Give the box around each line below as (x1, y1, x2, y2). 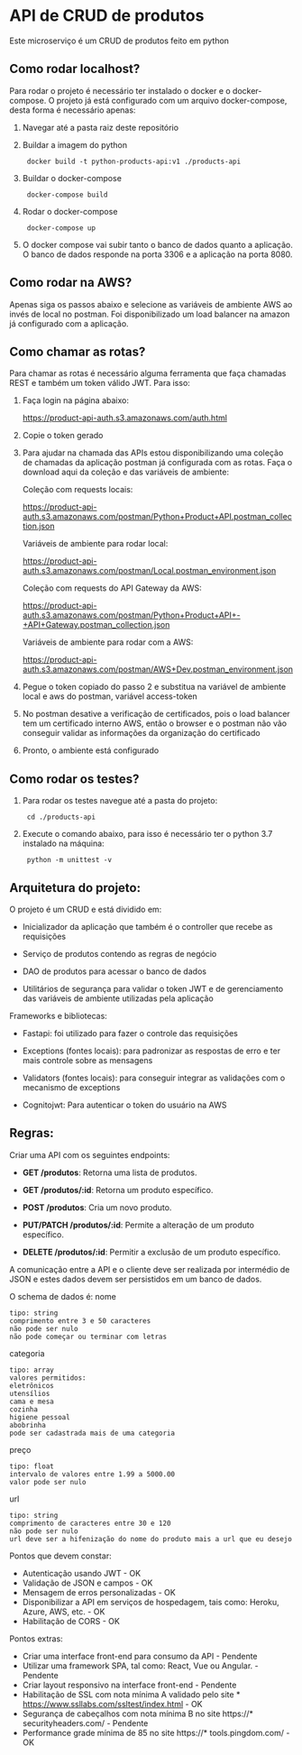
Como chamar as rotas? (9, 344, 146, 359)
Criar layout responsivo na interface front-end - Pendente (22, 1679, 237, 1690)
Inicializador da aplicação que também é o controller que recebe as (22, 922, 273, 932)
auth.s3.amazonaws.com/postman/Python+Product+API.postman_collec (22, 511, 293, 522)
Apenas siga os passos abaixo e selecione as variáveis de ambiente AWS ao (9, 299, 293, 309)
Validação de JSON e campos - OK (22, 1577, 153, 1588)
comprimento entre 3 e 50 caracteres (9, 1316, 151, 1326)
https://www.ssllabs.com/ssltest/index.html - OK (22, 1698, 203, 1709)
